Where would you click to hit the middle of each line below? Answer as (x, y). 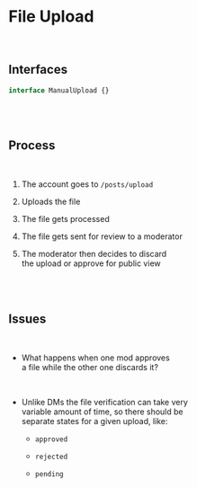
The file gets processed (65, 219)
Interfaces (38, 70)
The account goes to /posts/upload (87, 184)
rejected (51, 457)
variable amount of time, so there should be (102, 412)
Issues (27, 319)
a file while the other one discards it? (90, 368)
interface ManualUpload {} (59, 90)
